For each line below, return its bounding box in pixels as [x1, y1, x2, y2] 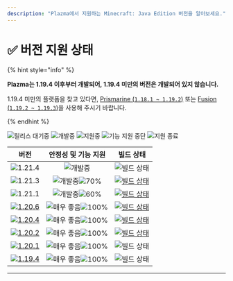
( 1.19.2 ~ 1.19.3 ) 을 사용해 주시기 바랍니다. [7, 103, 127, 112]
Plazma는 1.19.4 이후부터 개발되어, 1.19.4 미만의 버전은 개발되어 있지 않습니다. [7, 80, 219, 88]
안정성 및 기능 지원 [48, 150, 106, 160]
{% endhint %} [7, 117, 50, 126]
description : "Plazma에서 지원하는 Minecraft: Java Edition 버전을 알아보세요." [7, 10, 226, 17]
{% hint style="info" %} [7, 65, 75, 74]
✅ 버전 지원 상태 [7, 42, 94, 58]
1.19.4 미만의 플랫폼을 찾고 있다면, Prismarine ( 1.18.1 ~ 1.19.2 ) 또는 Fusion [7, 94, 217, 103]
